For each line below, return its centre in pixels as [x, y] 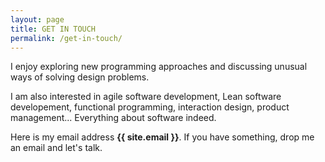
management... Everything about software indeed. [113, 118]
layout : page [37, 19]
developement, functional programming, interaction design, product [150, 107]
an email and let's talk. [56, 148]
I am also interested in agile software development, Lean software [146, 97]
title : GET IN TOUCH [53, 29]
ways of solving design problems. [80, 77]
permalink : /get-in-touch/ [66, 38]
